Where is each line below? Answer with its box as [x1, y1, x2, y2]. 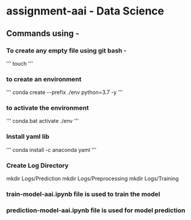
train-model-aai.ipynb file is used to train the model [6, 190, 161, 198]
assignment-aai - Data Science [6, 4, 164, 18]
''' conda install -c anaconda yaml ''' [6, 146, 97, 153]
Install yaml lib [6, 133, 49, 141]
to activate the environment [6, 104, 89, 112]
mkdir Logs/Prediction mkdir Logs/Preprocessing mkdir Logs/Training [6, 175, 179, 182]
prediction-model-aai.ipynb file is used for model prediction [6, 206, 186, 215]
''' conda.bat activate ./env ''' [6, 118, 80, 125]
